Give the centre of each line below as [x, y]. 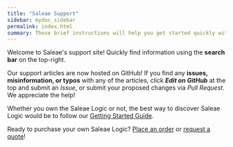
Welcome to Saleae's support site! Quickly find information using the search [116, 52]
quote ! [16, 137]
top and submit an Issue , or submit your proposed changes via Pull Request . [116, 88]
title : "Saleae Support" [43, 13]
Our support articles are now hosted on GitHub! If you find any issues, [107, 73]
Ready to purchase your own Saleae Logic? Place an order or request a [109, 129]
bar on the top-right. [36, 60]
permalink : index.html [40, 26]
